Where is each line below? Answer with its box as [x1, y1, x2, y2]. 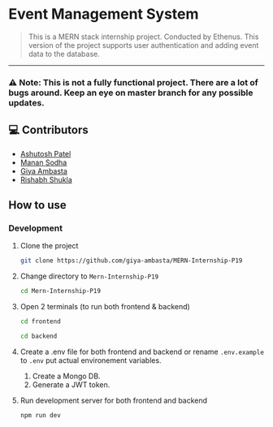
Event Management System [8, 5, 199, 24]
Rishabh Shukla [19, 175, 72, 184]
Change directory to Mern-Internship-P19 [19, 271, 159, 281]
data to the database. [28, 49, 100, 58]
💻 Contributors [8, 123, 89, 137]
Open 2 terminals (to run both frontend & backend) [19, 302, 191, 312]
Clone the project [19, 241, 79, 251]
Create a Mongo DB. [32, 371, 101, 381]
